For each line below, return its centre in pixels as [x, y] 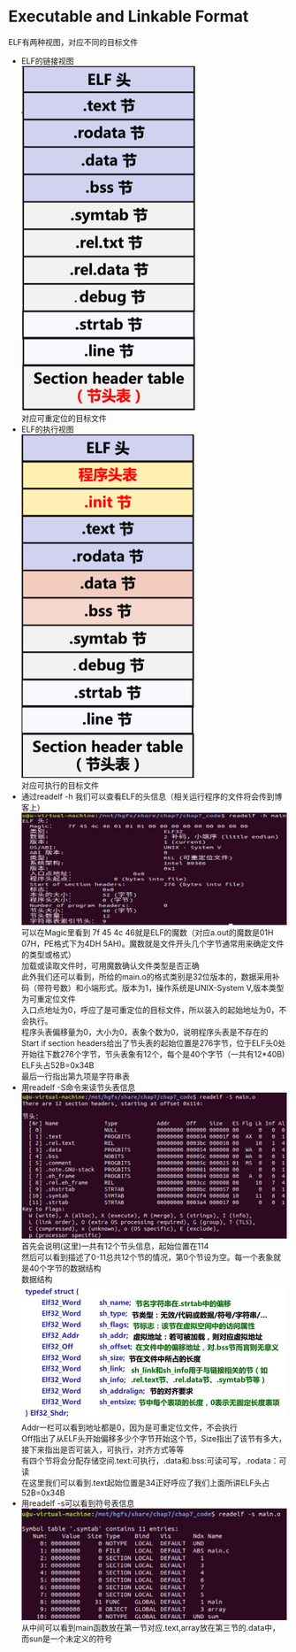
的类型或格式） [48, 954]
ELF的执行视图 [47, 429]
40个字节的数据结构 [65, 1268]
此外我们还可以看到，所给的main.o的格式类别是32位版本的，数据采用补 [150, 976]
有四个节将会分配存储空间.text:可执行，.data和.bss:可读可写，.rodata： [150, 1460]
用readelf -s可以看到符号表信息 [78, 1503]
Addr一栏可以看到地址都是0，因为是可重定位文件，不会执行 [129, 1427]
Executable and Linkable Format [129, 16]
